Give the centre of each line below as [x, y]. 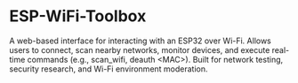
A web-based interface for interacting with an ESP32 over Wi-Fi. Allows [140, 41]
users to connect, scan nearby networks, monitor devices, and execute [140, 49]
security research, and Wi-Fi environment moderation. [109, 69]
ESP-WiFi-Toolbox [78, 16]
